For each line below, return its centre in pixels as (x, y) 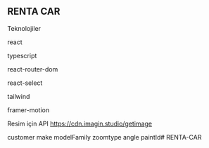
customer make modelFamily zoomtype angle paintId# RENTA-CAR (104, 137)
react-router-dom (33, 69)
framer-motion (28, 110)
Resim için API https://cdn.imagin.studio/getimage (80, 123)
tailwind (19, 96)
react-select (25, 83)
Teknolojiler (24, 28)
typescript (22, 55)
